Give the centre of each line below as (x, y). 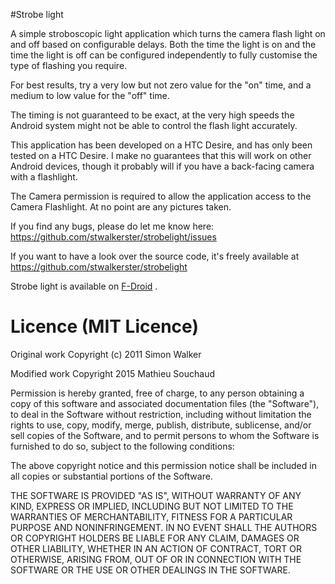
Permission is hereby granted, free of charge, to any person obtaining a (157, 393)
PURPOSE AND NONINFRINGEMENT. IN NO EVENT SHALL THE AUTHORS (164, 527)
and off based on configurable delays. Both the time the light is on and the (163, 44)
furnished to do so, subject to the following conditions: (122, 446)
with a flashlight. (44, 177)
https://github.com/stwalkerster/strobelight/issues (113, 237)
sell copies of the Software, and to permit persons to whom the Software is (165, 435)
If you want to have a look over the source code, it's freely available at (155, 256)
